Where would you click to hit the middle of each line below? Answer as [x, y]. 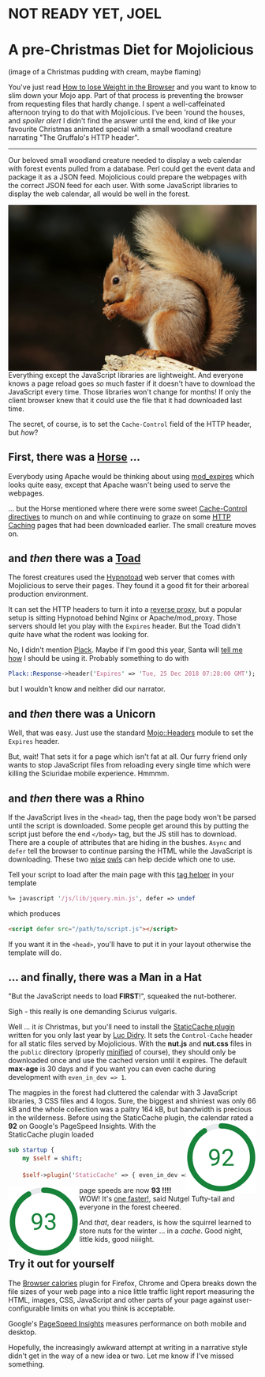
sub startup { [32, 1150]
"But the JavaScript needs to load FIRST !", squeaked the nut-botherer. [122, 996]
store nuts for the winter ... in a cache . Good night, [161, 1231]
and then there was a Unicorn [82, 713]
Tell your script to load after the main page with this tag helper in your [121, 874]
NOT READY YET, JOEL [85, 14]
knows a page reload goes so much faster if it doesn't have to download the [132, 383]
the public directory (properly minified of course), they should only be [122, 1052]
